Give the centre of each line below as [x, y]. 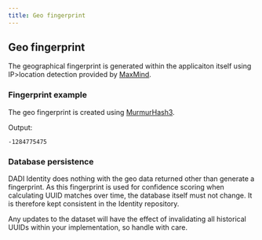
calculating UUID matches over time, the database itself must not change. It [130, 196]
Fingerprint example [48, 95]
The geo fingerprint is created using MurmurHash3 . [91, 112]
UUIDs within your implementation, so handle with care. [98, 227]
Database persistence [51, 161]
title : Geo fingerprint [47, 15]
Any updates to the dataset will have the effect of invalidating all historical [127, 219]
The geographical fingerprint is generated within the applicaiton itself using [130, 66]
